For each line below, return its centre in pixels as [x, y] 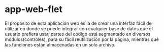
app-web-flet [34, 9]
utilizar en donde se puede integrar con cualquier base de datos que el [79, 28]
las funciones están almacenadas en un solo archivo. [60, 44]
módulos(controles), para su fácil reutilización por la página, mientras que [82, 39]
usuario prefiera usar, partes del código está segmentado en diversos [78, 34]
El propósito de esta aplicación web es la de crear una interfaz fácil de [78, 23]
